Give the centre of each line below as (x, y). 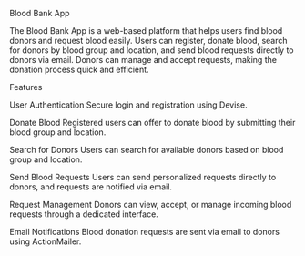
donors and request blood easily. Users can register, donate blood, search (148, 41)
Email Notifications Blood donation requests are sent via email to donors (145, 232)
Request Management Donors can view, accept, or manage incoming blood (151, 205)
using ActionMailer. (46, 241)
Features (26, 87)
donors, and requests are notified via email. (91, 187)
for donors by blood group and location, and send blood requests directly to (152, 50)
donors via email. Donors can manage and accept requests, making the (143, 60)
